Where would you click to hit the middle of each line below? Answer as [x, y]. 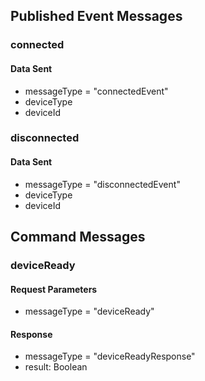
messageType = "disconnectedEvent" [102, 184]
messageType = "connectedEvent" [96, 91]
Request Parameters [54, 289]
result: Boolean [56, 367]
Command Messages [78, 237]
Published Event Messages [96, 16]
